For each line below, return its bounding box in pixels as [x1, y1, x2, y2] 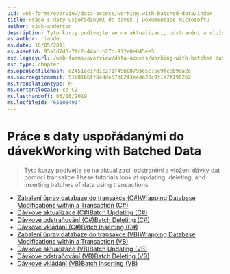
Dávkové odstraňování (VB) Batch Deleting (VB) [16, 251, 150, 260]
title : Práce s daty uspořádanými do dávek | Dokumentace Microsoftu [7, 16, 210, 23]
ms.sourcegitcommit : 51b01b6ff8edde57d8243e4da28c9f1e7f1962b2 [7, 73, 192, 81]
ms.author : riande [7, 36, 60, 42]
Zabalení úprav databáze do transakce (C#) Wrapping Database [16, 193, 196, 202]
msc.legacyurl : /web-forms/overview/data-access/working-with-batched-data [7, 55, 228, 62]
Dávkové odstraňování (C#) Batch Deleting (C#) [16, 215, 151, 223]
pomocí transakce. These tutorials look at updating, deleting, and [23, 173, 206, 182]
